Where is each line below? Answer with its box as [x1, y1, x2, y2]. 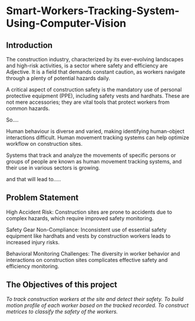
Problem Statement [6, 193, 79, 203]
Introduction [6, 40, 53, 50]
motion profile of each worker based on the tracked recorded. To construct [6, 302, 189, 309]
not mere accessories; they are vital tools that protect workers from [6, 99, 170, 106]
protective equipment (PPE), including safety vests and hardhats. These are [6, 93, 190, 99]
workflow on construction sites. [6, 140, 83, 147]
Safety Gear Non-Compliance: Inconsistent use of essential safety [6, 226, 167, 233]
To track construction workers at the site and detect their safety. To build [6, 295, 184, 302]
